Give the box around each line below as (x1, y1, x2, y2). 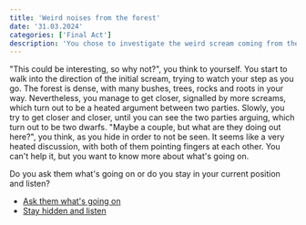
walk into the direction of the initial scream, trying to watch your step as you (9, 74, 294, 85)
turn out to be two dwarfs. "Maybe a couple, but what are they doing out (9, 122, 281, 133)
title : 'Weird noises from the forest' (9, 13, 161, 23)
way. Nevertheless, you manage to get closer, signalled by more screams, (9, 93, 287, 104)
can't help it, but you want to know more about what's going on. (9, 151, 250, 162)
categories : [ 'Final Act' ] (9, 30, 112, 39)
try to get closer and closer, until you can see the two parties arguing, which (9, 112, 295, 123)
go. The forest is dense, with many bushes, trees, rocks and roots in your (9, 83, 284, 94)
